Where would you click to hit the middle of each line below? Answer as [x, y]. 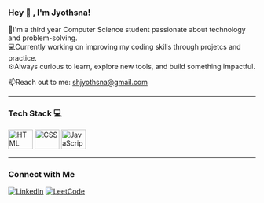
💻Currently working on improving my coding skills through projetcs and [125, 47]
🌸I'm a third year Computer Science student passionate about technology [127, 30]
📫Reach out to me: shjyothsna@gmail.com [78, 83]
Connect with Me [42, 174]
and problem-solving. [43, 38]
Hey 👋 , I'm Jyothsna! [49, 13]
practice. [22, 58]
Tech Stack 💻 [35, 113]
